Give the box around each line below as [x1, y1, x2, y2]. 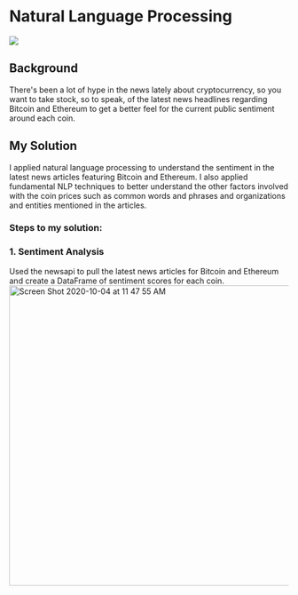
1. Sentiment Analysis [9, 246, 105, 258]
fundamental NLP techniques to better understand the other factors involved [9, 180, 289, 192]
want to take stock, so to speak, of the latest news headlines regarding [9, 93, 268, 104]
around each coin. [9, 113, 75, 123]
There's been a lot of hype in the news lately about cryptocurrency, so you [9, 84, 282, 95]
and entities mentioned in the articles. [9, 200, 147, 210]
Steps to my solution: [9, 222, 103, 234]
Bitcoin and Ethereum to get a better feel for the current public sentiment [9, 103, 275, 114]
